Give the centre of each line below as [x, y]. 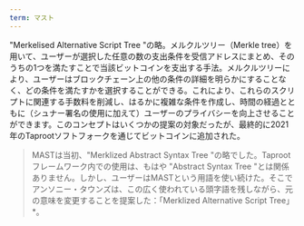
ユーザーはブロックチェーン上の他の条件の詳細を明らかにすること [156, 79]
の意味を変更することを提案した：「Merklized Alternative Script [149, 200]
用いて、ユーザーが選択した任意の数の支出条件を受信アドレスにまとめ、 [144, 56]
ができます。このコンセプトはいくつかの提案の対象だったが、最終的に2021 [149, 124]
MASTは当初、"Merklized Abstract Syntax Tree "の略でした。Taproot [161, 154]
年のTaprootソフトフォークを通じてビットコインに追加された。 [127, 135]
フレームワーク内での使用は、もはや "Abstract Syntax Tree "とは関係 [160, 166]
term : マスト [32, 18]
